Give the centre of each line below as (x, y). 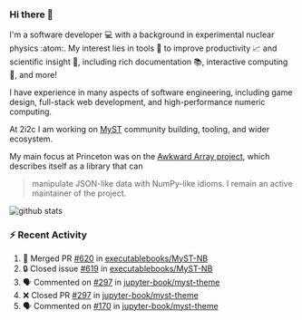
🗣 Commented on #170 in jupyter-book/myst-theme (121, 305)
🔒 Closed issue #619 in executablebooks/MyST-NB (117, 268)
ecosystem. (31, 139)
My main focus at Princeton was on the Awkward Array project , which (140, 157)
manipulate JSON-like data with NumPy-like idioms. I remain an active (162, 184)
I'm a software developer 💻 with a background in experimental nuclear (142, 34)
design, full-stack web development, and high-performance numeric (137, 102)
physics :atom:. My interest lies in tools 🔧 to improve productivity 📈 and (143, 48)
